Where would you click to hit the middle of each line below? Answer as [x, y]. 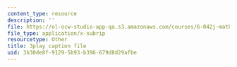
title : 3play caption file [47, 46]
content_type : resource [42, 14]
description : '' [31, 20]
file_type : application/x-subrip [56, 33]
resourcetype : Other [38, 40]
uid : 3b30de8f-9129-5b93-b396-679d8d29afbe [72, 53]
